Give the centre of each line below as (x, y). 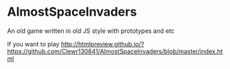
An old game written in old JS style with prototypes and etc (91, 31)
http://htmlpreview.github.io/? (102, 44)
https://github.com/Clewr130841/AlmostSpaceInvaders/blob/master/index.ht (115, 51)
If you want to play (33, 44)
